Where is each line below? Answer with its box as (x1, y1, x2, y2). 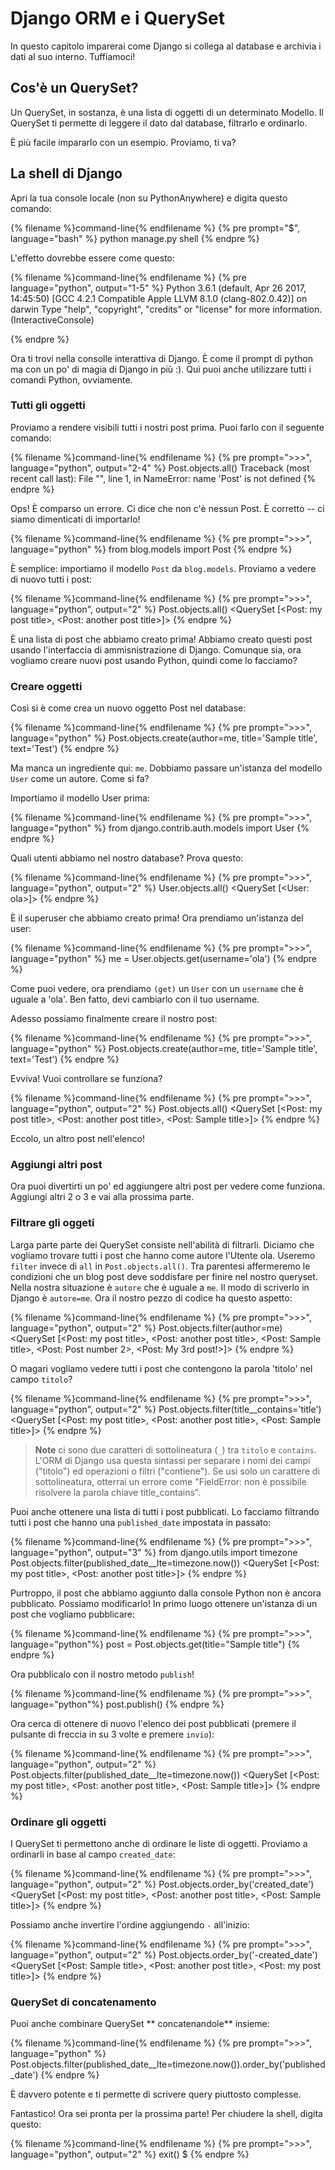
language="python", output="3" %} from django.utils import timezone (10, 1546, 298, 1558)
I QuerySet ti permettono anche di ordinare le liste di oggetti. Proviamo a (10, 1838, 308, 1850)
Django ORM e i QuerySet (10, 7, 226, 30)
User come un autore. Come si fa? (10, 773, 150, 785)
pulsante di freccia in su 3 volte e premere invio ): (10, 1728, 215, 1740)
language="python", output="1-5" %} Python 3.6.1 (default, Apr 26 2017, (10, 282, 307, 294)
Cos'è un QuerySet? (10, 80, 139, 97)
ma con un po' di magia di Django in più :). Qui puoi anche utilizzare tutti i (10, 363, 312, 375)
